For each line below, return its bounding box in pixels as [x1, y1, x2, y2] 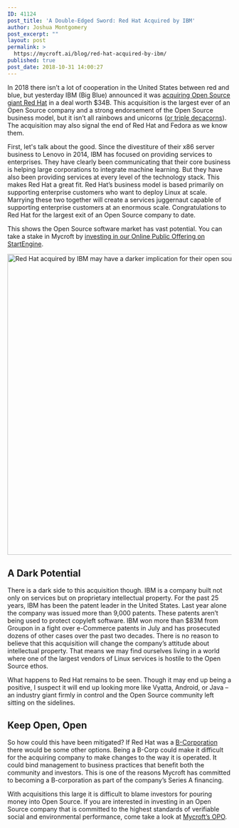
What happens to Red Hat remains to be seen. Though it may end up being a [7, 675, 232, 685]
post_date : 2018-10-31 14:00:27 [7, 63, 103, 71]
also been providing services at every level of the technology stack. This [7, 173, 221, 181]
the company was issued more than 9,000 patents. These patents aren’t [7, 609, 218, 618]
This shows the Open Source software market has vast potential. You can [7, 224, 223, 232]
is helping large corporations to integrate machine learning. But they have [7, 165, 223, 173]
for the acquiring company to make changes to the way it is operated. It [7, 753, 217, 762]
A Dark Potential [7, 568, 81, 580]
